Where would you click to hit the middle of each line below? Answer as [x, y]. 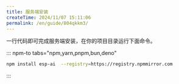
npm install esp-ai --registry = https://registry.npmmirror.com [89, 64]
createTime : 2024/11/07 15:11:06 [49, 18]
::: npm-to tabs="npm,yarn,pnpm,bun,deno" [61, 53]
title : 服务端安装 [27, 12]
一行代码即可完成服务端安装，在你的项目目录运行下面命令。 [81, 41]
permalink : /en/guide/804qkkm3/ [47, 23]
